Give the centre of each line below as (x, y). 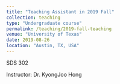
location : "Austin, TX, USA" (43, 46)
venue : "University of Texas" (44, 34)
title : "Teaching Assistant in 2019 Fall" (60, 12)
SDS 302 (17, 63)
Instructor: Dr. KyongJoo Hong (44, 74)
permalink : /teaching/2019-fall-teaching (59, 29)
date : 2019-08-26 (28, 40)
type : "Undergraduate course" (44, 23)
